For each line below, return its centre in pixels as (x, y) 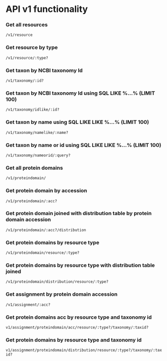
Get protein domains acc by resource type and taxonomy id (79, 317)
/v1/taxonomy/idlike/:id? (32, 110)
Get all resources (27, 25)
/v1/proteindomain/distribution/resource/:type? (57, 282)
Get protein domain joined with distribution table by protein (79, 214)
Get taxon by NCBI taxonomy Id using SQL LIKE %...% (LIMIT (80, 93)
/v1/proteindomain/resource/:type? (43, 253)
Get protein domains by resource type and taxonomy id (74, 340)
